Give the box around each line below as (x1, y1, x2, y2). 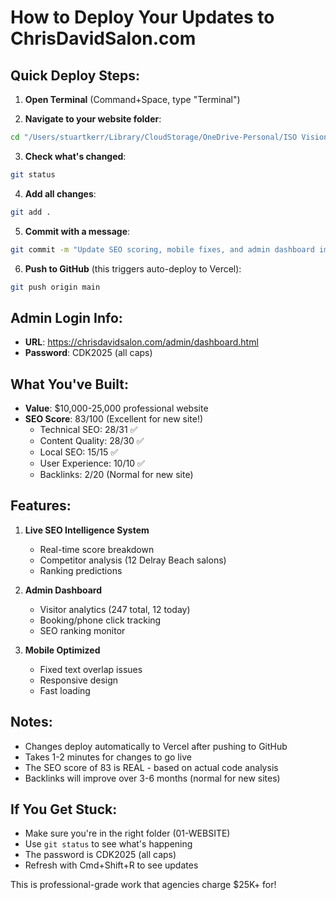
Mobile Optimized (24, 644, 101, 656)
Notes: (10, 714, 53, 731)
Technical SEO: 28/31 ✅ (39, 424, 138, 435)
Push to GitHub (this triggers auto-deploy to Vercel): (24, 262, 242, 275)
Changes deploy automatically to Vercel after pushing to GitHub (24, 740, 288, 752)
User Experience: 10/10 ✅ (39, 457, 145, 469)
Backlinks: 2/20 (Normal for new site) (39, 469, 194, 480)
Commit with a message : (24, 225, 131, 237)
